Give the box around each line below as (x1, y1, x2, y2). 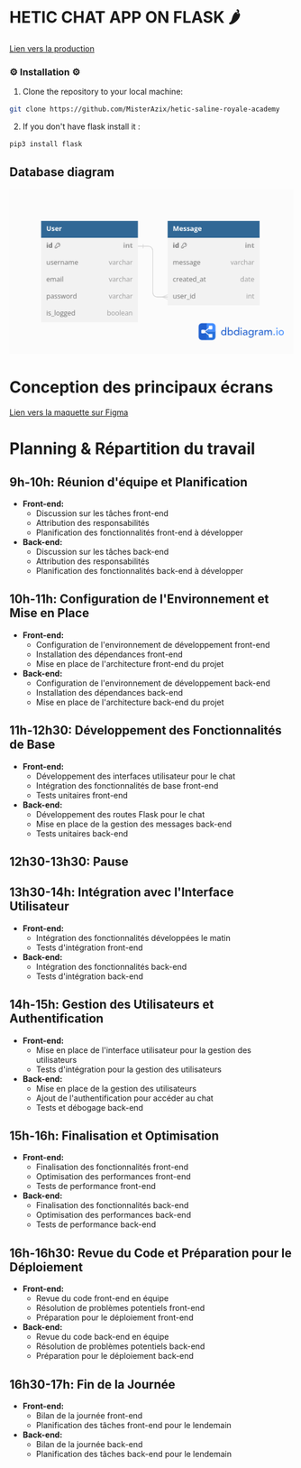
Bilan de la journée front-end (35, 1410, 143, 1421)
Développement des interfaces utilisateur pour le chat (35, 771, 236, 781)
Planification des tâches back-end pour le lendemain (35, 1449, 233, 1460)
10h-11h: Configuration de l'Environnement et (9, 592, 269, 607)
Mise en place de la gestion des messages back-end (35, 818, 233, 829)
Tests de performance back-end (35, 1219, 156, 1230)
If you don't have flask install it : (22, 121, 141, 132)
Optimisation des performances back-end (35, 1210, 192, 1221)
